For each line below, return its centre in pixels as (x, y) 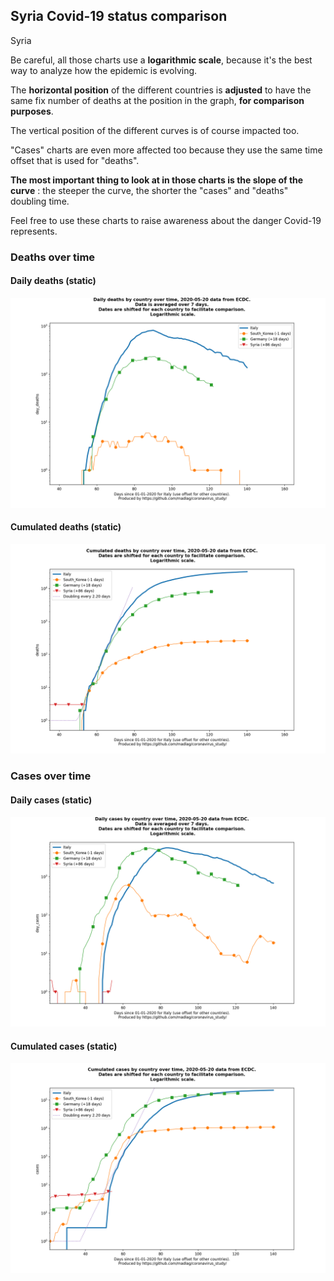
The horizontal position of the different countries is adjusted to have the (161, 90)
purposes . (32, 111)
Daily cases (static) (51, 800)
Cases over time (51, 776)
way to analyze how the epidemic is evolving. (104, 70)
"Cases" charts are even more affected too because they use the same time (166, 150)
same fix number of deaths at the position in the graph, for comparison (157, 100)
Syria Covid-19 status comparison (119, 16)
